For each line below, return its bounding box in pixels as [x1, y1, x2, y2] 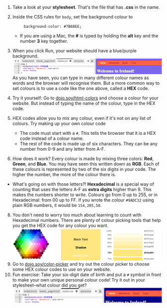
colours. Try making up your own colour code [12, 120, 106, 126]
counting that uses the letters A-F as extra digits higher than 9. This [12, 187, 152, 193]
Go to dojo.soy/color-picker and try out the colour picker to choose [12, 261, 150, 267]
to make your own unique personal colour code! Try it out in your [12, 277, 146, 283]
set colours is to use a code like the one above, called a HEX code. [12, 86, 149, 92]
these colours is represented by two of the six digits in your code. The [12, 166, 156, 172]
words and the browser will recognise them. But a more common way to [12, 80, 160, 86]
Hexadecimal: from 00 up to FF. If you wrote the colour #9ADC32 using [12, 197, 154, 203]
